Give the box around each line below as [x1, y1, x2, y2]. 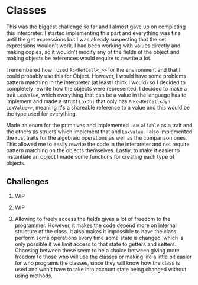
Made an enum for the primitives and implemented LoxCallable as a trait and [6, 121, 193, 129]
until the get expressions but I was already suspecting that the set [6, 36, 167, 43]
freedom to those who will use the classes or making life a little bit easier [14, 253, 192, 260]
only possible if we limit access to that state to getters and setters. [14, 241, 177, 248]
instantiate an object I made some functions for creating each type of [6, 153, 175, 160]
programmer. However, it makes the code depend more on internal [14, 222, 177, 229]
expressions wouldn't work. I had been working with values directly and [6, 42, 181, 49]
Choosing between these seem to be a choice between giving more [14, 246, 180, 254]
